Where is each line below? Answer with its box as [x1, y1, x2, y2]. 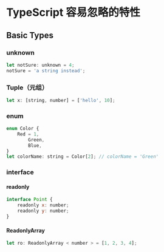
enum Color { [6, 126, 39, 132]
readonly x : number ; [17, 202, 69, 208]
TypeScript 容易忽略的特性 [6, 5, 141, 19]
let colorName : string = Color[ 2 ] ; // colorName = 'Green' [6, 154, 159, 160]
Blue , [28, 142, 43, 149]
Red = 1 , [17, 131, 39, 137]
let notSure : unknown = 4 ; [6, 62, 75, 68]
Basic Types [6, 30, 53, 40]
